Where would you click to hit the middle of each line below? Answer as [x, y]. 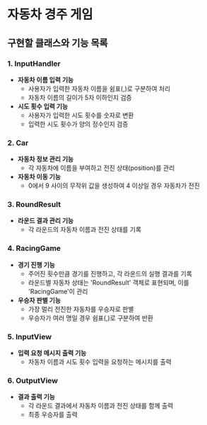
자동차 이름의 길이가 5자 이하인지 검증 [80, 97]
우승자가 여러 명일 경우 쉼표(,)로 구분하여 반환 [91, 318]
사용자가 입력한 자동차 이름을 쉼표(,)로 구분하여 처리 [99, 89]
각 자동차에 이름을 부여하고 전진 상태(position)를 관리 [101, 168]
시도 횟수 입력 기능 [43, 106]
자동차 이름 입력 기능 [46, 79]
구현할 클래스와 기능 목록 [58, 43]
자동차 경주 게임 [50, 15]
